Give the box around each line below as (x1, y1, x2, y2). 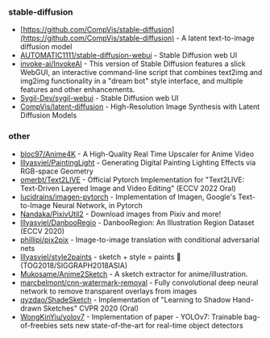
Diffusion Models (19, 111, 77, 120)
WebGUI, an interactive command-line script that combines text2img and (19, 68, 263, 77)
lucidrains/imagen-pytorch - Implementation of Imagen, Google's (19, 192, 236, 202)
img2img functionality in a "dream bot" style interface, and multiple (19, 76, 243, 86)
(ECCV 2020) (19, 226, 65, 236)
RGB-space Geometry (19, 166, 94, 176)
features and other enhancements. (19, 85, 135, 94)
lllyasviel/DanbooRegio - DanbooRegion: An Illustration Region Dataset (19, 217, 255, 227)
